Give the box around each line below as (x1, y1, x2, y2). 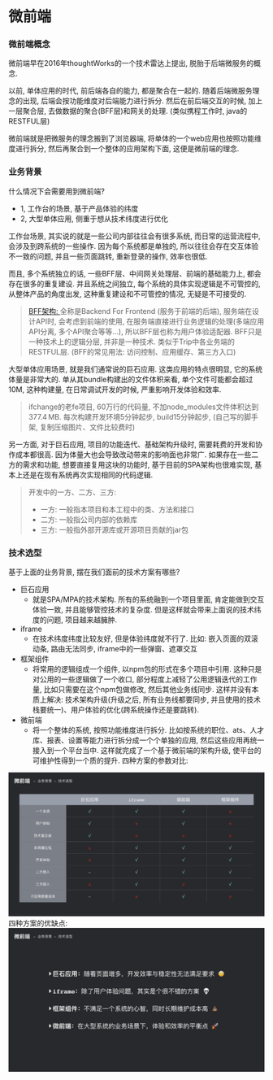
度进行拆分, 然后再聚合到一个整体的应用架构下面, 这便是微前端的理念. (8, 144, 240, 154)
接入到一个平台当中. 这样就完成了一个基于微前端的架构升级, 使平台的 (32, 746, 262, 756)
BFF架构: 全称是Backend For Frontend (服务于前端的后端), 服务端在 (28, 306, 253, 316)
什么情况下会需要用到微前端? (8, 186, 106, 196)
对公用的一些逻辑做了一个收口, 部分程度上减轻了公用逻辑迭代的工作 (32, 674, 258, 684)
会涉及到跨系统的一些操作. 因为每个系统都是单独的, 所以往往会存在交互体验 (8, 241, 258, 250)
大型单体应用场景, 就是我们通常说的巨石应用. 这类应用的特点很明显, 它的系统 (8, 364, 262, 374)
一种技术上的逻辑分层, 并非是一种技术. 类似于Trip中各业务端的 (28, 337, 236, 346)
